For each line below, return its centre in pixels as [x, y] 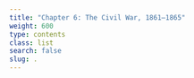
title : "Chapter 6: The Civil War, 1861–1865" [97, 17]
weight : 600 [31, 26]
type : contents [38, 34]
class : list [31, 43]
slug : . [24, 59]
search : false [36, 51]
